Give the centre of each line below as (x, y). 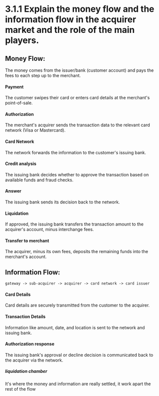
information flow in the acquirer (71, 19)
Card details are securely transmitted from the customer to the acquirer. (78, 305)
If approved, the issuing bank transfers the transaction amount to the (74, 224)
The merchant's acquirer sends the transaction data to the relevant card (78, 125)
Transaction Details (25, 317)
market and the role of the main (70, 30)
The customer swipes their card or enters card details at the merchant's (78, 98)
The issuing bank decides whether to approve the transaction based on (77, 174)
